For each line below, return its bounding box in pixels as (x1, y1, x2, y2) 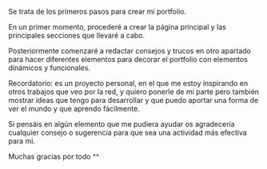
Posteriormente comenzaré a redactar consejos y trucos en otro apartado (8, 46, 252, 55)
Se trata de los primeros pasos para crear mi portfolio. (8, 7, 186, 16)
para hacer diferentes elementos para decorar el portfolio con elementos (8, 55, 248, 64)
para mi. (8, 136, 36, 146)
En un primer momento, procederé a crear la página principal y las (8, 22, 226, 31)
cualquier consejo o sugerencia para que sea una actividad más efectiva (8, 128, 248, 137)
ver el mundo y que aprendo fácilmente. (8, 104, 140, 113)
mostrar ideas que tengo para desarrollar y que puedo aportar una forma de (8, 96, 259, 104)
